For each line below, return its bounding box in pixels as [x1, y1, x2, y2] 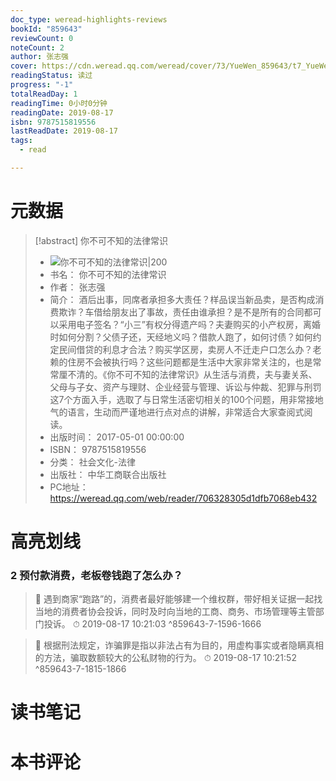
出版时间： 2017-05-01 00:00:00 [49, 431, 185, 443]
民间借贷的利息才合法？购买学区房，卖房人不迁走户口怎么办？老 [58, 343, 322, 355]
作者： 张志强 [49, 281, 106, 293]
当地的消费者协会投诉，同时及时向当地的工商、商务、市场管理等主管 [34, 606, 316, 618]
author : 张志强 [10, 52, 69, 62]
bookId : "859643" [10, 24, 83, 34]
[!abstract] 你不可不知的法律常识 [34, 234, 169, 246]
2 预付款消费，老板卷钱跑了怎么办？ [10, 568, 183, 582]
